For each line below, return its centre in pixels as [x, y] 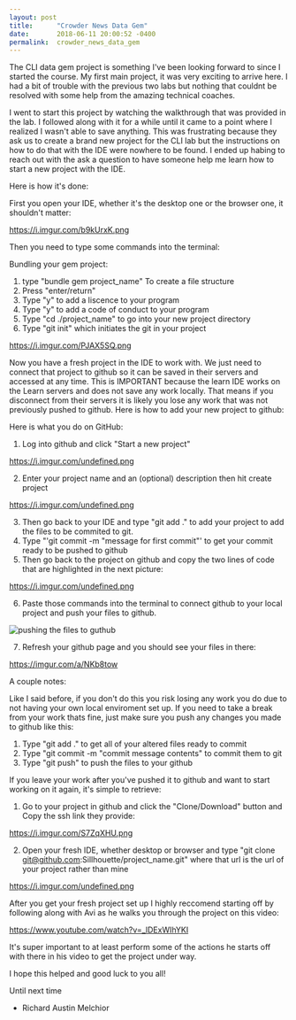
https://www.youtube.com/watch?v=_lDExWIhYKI [99, 930]
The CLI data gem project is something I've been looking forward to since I [145, 67]
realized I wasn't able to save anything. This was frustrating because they [143, 131]
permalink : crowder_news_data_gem [75, 42]
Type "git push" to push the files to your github [107, 763]
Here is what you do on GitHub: [66, 427]
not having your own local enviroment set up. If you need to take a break [141, 708]
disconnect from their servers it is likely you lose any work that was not [139, 400]
